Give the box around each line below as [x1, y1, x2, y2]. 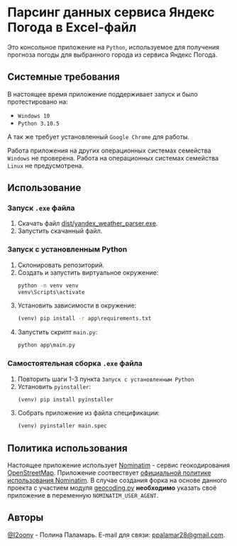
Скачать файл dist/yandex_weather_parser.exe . [17, 219, 158, 228]
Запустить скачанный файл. [17, 226, 103, 235]
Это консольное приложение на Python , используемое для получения [7, 43, 220, 51]
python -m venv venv [17, 282, 79, 289]
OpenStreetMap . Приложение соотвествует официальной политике [7, 469, 211, 477]
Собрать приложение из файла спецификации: [17, 409, 160, 417]
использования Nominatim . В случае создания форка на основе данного [7, 476, 227, 485]
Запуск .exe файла [7, 203, 75, 213]
